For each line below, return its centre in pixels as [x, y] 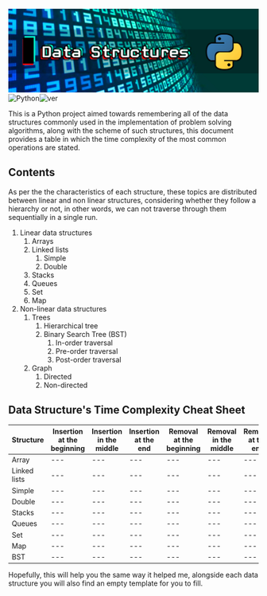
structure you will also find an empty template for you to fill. [106, 583]
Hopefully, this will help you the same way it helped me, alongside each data [133, 574]
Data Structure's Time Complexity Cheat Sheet [127, 410]
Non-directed [66, 385]
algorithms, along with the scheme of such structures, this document [121, 130]
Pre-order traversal [87, 351]
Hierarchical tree [71, 325]
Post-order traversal [88, 359]
